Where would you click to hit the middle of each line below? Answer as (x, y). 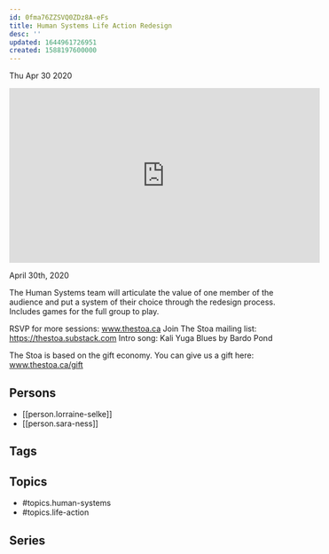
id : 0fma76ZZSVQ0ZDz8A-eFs (59, 17)
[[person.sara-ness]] (60, 423)
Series (27, 540)
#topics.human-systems (67, 503)
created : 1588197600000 (53, 51)
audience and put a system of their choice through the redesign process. (143, 302)
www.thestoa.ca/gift (46, 365)
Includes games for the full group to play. (84, 312)
